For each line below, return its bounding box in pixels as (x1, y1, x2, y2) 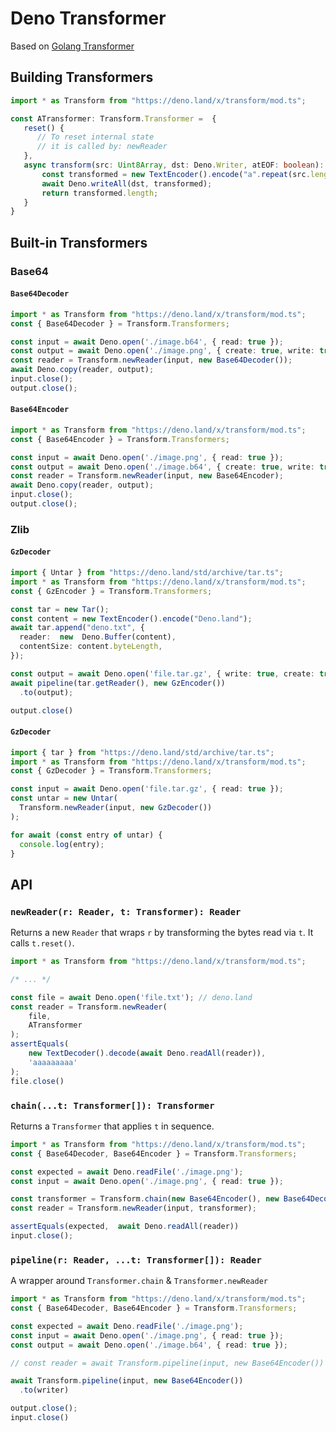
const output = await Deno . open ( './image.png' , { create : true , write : (10, 346, 315, 356)
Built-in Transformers (10, 234, 148, 251)
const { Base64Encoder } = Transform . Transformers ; (10, 434, 230, 444)
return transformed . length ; (41, 188, 159, 198)
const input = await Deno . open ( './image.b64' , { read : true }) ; (10, 337, 284, 347)
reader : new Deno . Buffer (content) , (19, 632, 177, 642)
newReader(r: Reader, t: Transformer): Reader (10, 906, 242, 917)
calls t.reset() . (10, 937, 75, 949)
